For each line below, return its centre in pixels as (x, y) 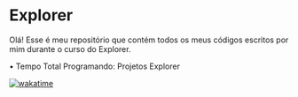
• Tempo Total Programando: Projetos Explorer (94, 66)
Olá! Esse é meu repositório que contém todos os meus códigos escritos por (149, 40)
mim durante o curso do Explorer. (70, 48)
